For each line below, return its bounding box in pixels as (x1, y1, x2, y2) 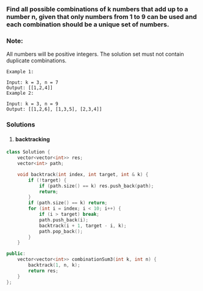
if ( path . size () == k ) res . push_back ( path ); (38, 183, 154, 189)
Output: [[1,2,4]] (6, 85, 53, 91)
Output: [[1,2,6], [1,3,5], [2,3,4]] (6, 106, 102, 112)
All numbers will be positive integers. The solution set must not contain (6, 51, 184, 58)
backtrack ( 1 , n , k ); (28, 262, 80, 268)
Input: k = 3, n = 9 (6, 101, 59, 107)
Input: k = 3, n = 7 (6, 79, 59, 86)
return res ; (28, 268, 59, 274)
